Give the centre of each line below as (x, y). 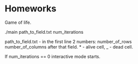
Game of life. (18, 22)
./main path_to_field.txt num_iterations (44, 32)
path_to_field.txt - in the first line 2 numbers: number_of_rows (68, 41)
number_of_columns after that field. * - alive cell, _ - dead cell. (69, 47)
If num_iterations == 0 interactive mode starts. (53, 56)
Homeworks (31, 9)
